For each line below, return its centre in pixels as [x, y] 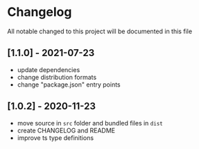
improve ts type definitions [55, 138]
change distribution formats [57, 77]
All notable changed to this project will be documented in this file [100, 31]
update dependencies [49, 69]
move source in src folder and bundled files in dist [90, 123]
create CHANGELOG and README [66, 130]
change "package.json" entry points [69, 85]
